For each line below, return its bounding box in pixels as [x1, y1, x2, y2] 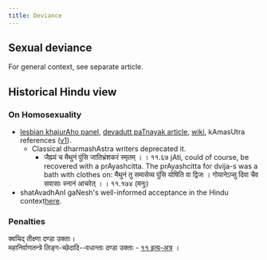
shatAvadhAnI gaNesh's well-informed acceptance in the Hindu [19, 188, 229, 197]
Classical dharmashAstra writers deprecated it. [31, 144, 187, 153]
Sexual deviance [8, 41, 92, 55]
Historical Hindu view [8, 85, 117, 99]
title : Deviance [8, 11, 62, 20]
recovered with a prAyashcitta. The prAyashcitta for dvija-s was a [43, 161, 258, 171]
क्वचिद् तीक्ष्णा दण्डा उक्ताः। [8, 234, 76, 243]
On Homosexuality [8, 109, 82, 120]
